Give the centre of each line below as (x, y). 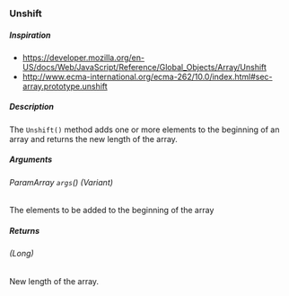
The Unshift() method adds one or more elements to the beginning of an (144, 130)
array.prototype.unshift (65, 86)
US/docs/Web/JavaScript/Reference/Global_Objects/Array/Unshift (144, 67)
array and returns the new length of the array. (93, 139)
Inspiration (30, 35)
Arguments (31, 159)
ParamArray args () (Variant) (61, 182)
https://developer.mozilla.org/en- (83, 58)
